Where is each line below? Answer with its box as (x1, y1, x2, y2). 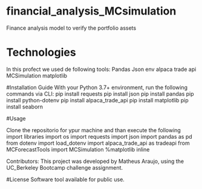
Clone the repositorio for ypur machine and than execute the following (6, 126, 181, 134)
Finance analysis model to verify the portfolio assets (6, 24, 137, 31)
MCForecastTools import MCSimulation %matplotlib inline (6, 145, 150, 153)
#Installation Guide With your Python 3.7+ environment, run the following (6, 84, 187, 91)
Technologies (6, 45, 77, 59)
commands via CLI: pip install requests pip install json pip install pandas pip (6, 90, 195, 98)
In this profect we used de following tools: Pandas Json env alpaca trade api (6, 65, 197, 73)
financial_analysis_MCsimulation (6, 4, 177, 18)
